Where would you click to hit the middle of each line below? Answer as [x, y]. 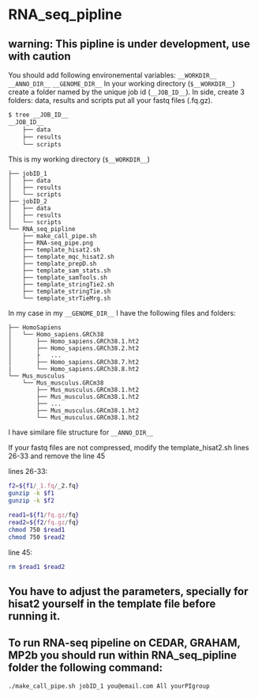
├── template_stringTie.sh [67, 292]
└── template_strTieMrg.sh [67, 298]
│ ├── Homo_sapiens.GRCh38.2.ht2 [74, 349]
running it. [34, 616]
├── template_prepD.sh [60, 264]
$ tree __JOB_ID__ [38, 115]
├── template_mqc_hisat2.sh [68, 257]
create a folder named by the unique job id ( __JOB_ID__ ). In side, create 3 [126, 92]
